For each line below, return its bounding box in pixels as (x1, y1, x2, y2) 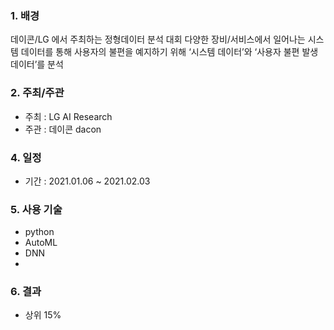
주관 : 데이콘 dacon (24, 123, 102, 135)
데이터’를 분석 (10, 58, 64, 71)
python (24, 226, 55, 238)
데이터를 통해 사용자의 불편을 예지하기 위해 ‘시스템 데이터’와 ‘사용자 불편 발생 (20, 46, 319, 58)
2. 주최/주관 (10, 86, 65, 100)
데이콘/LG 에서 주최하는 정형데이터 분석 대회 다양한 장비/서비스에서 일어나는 (10, 33, 306, 46)
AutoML (24, 237, 58, 249)
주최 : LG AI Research (24, 110, 113, 122)
